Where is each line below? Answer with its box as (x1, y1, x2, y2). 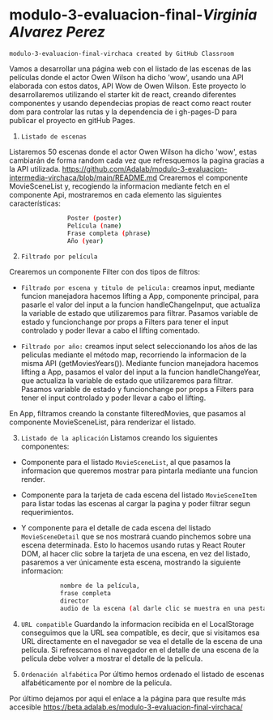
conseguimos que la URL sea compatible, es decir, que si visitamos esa (20, 628, 260, 637)
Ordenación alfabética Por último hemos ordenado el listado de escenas (20, 669, 265, 679)
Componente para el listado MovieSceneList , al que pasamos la (20, 458, 232, 467)
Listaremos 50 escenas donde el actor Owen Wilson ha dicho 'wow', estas (9, 147, 258, 156)
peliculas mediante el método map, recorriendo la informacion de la (20, 350, 247, 360)
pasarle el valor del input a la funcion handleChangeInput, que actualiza (20, 300, 261, 309)
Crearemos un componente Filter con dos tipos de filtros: (9, 267, 201, 277)
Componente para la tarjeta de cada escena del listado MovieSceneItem (20, 490, 258, 500)
